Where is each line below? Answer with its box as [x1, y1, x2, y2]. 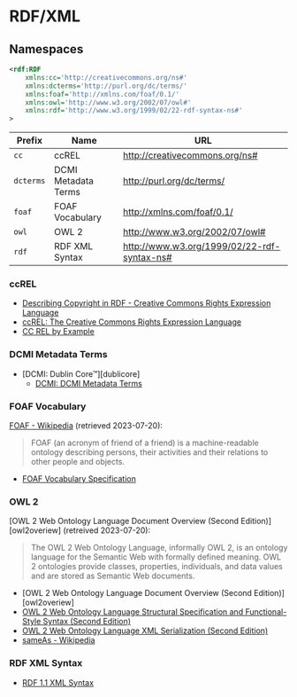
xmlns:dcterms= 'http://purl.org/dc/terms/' [25, 82, 188, 90]
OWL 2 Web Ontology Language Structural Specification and [21, 607, 244, 617]
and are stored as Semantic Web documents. [30, 570, 195, 582]
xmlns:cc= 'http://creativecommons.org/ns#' [25, 73, 188, 82]
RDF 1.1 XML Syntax [21, 677, 95, 688]
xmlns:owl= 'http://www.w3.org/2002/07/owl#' [25, 98, 192, 107]
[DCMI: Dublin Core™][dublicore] [21, 368, 141, 379]
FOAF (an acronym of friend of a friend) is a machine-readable [30, 437, 259, 449]
